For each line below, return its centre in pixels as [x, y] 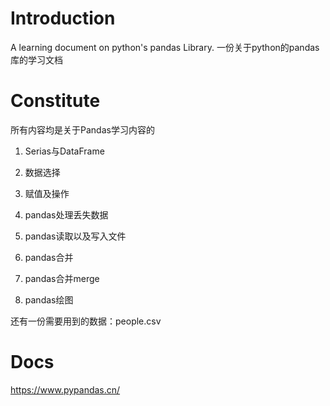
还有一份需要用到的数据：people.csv [86, 321]
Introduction [63, 18]
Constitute [55, 101]
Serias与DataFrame [64, 151]
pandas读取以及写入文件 [75, 236]
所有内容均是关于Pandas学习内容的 [82, 129]
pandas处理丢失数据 [66, 214]
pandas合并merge [62, 278]
